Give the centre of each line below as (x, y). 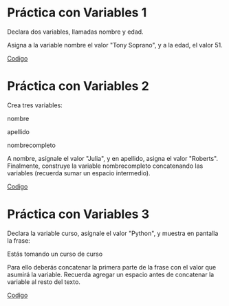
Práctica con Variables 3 (78, 214)
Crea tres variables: (35, 105)
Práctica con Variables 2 (78, 86)
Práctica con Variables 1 (77, 13)
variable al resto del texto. (44, 282)
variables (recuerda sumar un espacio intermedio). (79, 173)
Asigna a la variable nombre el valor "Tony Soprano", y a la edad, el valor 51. (115, 45)
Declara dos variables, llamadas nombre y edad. (75, 32)
